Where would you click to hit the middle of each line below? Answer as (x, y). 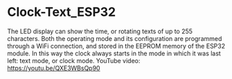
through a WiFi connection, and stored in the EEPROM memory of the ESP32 (116, 46)
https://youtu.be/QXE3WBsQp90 (54, 68)
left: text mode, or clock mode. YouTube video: (74, 60)
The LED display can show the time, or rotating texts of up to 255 (100, 31)
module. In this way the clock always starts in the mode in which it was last (114, 53)
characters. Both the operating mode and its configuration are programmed (115, 38)
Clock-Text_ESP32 (62, 12)
